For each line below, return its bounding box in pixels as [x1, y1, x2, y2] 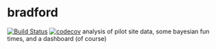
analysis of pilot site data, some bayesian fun [82, 27, 210, 35]
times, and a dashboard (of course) [7, 34, 107, 42]
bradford [7, 5, 58, 20]
